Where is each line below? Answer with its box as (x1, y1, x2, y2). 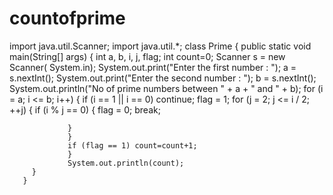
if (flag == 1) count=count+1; (67, 140, 198, 151)
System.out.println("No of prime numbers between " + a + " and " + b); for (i (9, 82, 324, 94)
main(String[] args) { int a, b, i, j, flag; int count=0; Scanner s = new (9, 50, 286, 62)
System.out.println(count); (67, 158, 185, 168)
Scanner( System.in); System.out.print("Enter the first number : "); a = (9, 61, 297, 73)
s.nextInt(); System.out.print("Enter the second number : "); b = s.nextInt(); (9, 72, 317, 84)
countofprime (9, 7, 126, 30)
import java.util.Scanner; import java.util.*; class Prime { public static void (9, 40, 312, 52)
